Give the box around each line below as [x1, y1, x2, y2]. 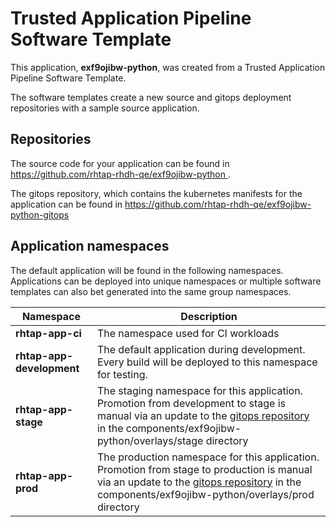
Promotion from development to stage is [96, 396, 286, 410]
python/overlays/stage [96, 433, 204, 447]
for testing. [96, 367, 148, 381]
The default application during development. [96, 342, 306, 356]
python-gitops [10, 208, 70, 221]
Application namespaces [10, 238, 170, 255]
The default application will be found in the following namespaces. [10, 264, 284, 276]
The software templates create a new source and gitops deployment [10, 91, 292, 103]
